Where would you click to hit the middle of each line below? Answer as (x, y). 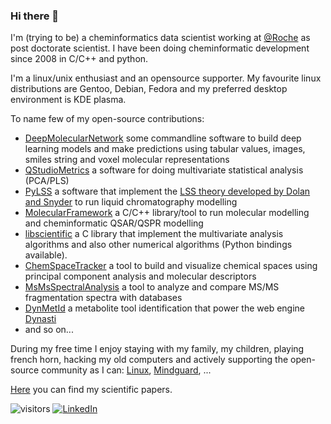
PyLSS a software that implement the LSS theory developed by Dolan (167, 191)
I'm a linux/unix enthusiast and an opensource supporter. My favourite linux (166, 78)
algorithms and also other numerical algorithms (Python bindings (158, 245)
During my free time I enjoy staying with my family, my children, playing (157, 349)
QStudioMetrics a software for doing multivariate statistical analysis (164, 170)
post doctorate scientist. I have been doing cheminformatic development (160, 48)
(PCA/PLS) (47, 181)
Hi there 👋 (35, 16)
